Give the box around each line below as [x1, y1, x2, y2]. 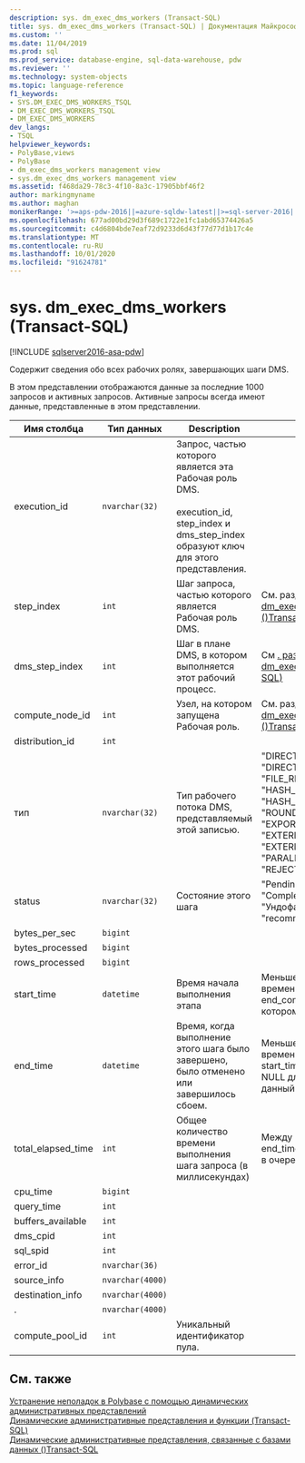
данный [261, 1082, 295, 1095]
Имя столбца [24, 422, 84, 435]
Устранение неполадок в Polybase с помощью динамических [9, 1395, 249, 1407]
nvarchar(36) [102, 1260, 159, 1271]
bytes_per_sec [14, 927, 76, 939]
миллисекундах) [176, 1170, 251, 1183]
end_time [14, 1059, 54, 1072]
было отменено [176, 1065, 246, 1077]
